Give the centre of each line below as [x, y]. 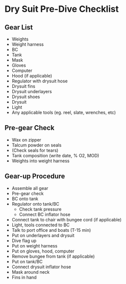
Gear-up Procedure [35, 176]
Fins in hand [24, 277]
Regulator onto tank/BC [35, 204]
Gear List [19, 27]
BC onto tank [25, 199]
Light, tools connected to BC [41, 225]
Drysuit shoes [26, 97]
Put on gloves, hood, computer [43, 251]
